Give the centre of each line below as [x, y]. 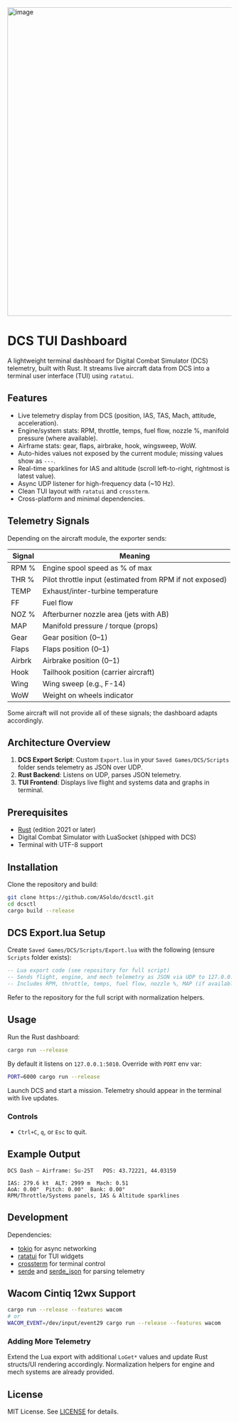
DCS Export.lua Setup [57, 933]
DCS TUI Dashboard [67, 341]
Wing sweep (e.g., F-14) [84, 683]
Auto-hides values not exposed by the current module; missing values [120, 453]
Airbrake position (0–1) [81, 660]
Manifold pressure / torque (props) [100, 626]
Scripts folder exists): [39, 957]
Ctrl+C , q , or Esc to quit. [52, 1131]
